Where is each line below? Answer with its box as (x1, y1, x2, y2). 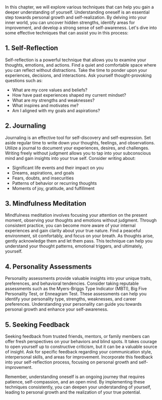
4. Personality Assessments (5, 262, 92, 271)
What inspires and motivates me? (12, 102, 79, 108)
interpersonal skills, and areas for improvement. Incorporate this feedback (5, 354, 153, 360)
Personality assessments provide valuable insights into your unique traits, (5, 276, 152, 281)
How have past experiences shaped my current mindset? (12, 92, 126, 98)
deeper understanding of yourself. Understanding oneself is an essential (5, 9, 150, 15)
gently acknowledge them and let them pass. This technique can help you (5, 238, 153, 244)
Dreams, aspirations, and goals (12, 170, 74, 175)
